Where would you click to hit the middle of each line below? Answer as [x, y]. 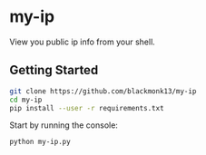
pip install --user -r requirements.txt [87, 108]
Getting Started [54, 70]
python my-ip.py [40, 142]
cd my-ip [26, 100]
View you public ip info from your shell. [83, 42]
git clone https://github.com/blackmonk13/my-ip [103, 91]
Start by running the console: [64, 125]
